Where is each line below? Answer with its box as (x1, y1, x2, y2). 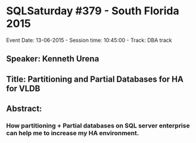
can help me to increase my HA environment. (6, 129, 139, 138)
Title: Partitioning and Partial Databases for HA (6, 74, 183, 84)
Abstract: (6, 104, 42, 114)
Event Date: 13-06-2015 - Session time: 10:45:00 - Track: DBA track (6, 36, 172, 43)
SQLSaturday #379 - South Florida (6, 4, 180, 18)
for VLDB (6, 83, 41, 94)
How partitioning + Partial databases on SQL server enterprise (6, 122, 190, 130)
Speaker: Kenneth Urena (6, 54, 99, 64)
